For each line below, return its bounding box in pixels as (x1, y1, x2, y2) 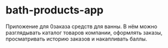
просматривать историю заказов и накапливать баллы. (5, 35, 147, 42)
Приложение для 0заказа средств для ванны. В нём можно (5, 23, 157, 30)
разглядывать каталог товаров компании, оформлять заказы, (5, 29, 163, 36)
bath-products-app (5, 4, 104, 17)
